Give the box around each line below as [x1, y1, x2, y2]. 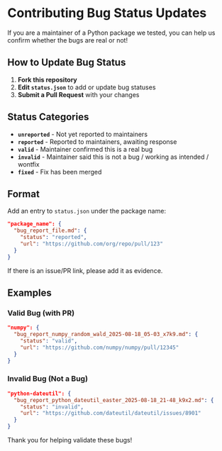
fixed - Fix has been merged [17, 167, 102, 176]
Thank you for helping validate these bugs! [7, 436, 133, 445]
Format [7, 188, 40, 200]
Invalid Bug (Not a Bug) [7, 374, 89, 384]
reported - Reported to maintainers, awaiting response [17, 137, 177, 146]
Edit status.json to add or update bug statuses [17, 83, 156, 91]
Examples [7, 287, 52, 299]
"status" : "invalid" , [20, 403, 84, 411]
